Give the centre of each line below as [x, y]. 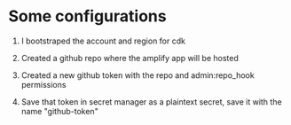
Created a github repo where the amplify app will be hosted [130, 58]
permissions [43, 84]
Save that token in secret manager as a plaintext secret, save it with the [151, 102]
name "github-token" [59, 111]
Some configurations [87, 16]
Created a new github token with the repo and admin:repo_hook [138, 75]
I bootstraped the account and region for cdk [103, 41]
